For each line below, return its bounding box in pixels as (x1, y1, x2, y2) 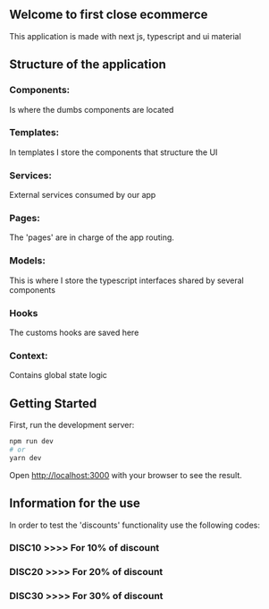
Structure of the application (9, 57, 167, 73)
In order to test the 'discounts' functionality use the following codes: (9, 519, 261, 530)
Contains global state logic (9, 370, 107, 381)
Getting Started (9, 396, 97, 411)
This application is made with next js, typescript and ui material (9, 30, 241, 41)
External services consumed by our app (9, 190, 156, 201)
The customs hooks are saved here (9, 327, 139, 338)
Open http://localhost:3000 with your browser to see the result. (9, 469, 243, 480)
